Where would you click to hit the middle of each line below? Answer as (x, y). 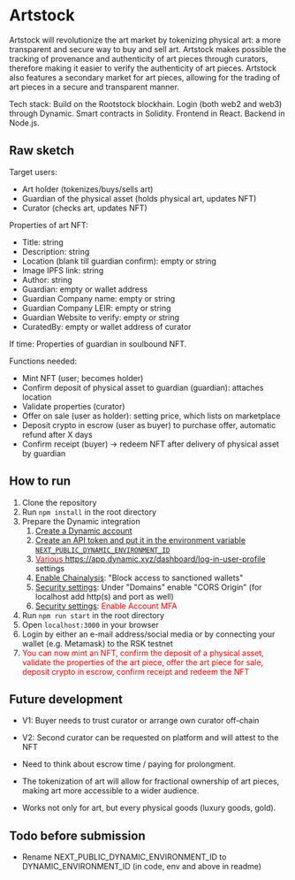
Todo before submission (77, 835)
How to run (40, 482)
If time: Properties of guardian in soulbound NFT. (98, 344)
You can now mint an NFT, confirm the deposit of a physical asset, (143, 653)
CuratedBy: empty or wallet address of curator (106, 326)
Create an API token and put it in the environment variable (140, 539)
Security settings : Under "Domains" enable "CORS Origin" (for (148, 587)
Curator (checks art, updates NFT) (84, 208)
